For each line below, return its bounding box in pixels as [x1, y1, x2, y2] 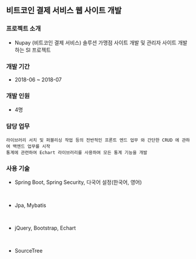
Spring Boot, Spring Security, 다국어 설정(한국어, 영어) [14, 178, 142, 186]
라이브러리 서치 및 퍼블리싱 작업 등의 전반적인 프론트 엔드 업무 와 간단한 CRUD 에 [6, 137, 180, 143]
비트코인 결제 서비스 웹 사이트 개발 [6, 5, 122, 16]
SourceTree [14, 247, 43, 254]
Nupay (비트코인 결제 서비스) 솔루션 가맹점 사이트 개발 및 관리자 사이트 [14, 39, 177, 46]
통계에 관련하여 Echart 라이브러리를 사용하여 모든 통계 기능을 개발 [6, 149, 148, 155]
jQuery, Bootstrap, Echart [14, 224, 76, 231]
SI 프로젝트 [25, 46, 51, 53]
